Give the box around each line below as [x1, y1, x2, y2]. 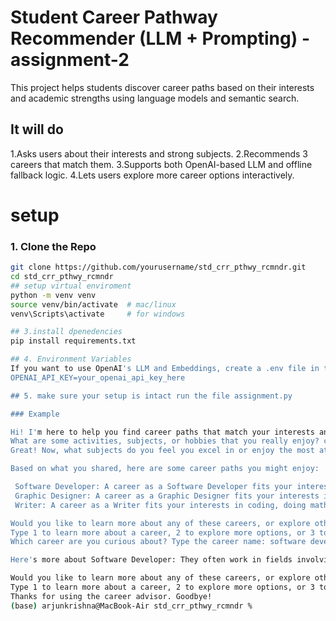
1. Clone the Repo [10, 239, 97, 253]
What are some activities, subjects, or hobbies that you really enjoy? [10, 436, 320, 446]
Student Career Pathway [10, 6, 218, 29]
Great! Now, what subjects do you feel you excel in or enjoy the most [10, 446, 315, 456]
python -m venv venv [10, 290, 97, 300]
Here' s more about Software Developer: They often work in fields [10, 555, 293, 565]
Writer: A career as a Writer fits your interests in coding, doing [14, 500, 307, 510]
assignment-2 [10, 49, 130, 71]
